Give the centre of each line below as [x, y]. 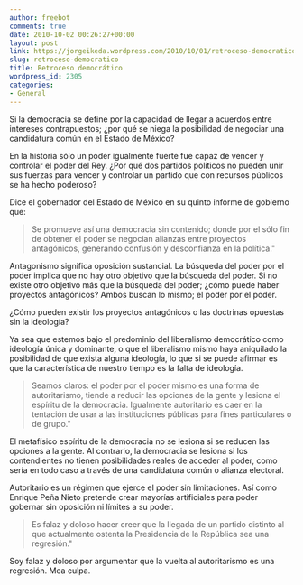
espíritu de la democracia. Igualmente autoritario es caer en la [147, 404]
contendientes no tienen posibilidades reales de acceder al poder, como [143, 460]
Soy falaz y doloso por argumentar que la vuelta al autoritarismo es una [142, 561]
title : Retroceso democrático [66, 69]
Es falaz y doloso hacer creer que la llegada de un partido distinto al [158, 524]
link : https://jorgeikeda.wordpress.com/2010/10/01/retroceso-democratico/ [155, 51]
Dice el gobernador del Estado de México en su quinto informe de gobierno [150, 202]
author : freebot [40, 18]
